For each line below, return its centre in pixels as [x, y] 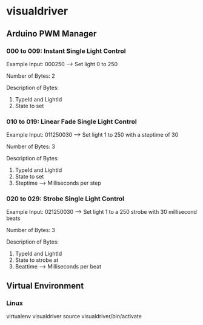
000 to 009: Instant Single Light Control [66, 51]
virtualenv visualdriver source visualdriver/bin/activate [74, 316]
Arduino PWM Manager [52, 34]
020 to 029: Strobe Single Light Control [65, 199]
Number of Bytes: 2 [31, 76]
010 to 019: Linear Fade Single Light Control [72, 121]
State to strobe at [37, 260]
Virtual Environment [45, 286]
